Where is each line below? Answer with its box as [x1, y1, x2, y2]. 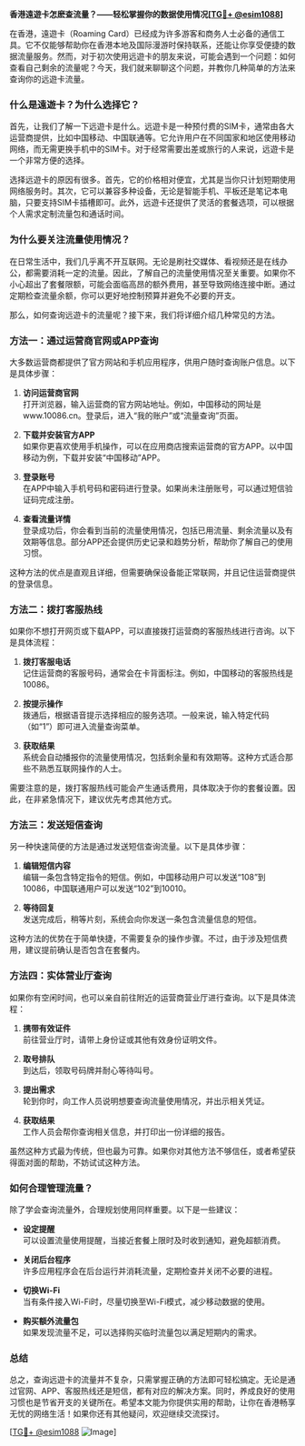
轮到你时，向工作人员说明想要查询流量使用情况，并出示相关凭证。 [22, 1095, 270, 1106]
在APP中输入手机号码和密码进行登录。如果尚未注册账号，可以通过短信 [22, 482, 286, 494]
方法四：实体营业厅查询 [9, 969, 112, 982]
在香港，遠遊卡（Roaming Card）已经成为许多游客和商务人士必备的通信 [9, 28, 278, 39]
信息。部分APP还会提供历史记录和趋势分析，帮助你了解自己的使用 [46, 536, 293, 547]
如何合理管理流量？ [9, 1181, 93, 1194]
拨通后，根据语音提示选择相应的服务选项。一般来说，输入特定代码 [22, 709, 270, 721]
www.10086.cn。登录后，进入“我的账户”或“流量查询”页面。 [22, 409, 243, 421]
